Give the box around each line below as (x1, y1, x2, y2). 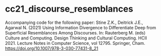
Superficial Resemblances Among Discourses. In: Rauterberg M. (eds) (5, 30, 146, 36)
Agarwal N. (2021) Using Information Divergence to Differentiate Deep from (5, 24, 156, 30)
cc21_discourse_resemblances (5, 3, 133, 15)
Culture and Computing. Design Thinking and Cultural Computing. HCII (5, 35, 147, 41)
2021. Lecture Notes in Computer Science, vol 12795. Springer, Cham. (5, 40, 145, 46)
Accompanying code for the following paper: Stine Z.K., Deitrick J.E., (5, 19, 143, 25)
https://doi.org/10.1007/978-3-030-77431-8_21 (5, 45, 99, 51)
